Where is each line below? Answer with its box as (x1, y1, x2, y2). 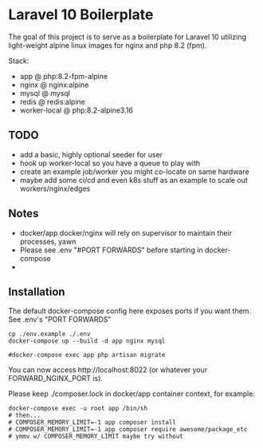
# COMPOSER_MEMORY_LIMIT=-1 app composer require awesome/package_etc (8, 426, 248, 434)
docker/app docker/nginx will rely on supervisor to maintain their (19, 228, 233, 237)
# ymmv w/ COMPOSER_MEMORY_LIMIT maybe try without (8, 433, 183, 441)
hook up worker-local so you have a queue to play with (19, 158, 201, 168)
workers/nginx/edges (19, 184, 91, 193)
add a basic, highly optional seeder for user (19, 149, 163, 159)
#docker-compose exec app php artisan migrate (8, 351, 166, 359)
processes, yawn (19, 236, 77, 246)
